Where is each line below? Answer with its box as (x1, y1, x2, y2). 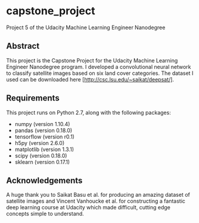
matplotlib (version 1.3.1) (14, 146, 74, 153)
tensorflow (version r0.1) (14, 133, 74, 140)
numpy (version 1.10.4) (14, 120, 70, 127)
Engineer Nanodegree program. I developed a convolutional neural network (6, 63, 191, 70)
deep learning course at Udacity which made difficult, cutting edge (6, 204, 171, 211)
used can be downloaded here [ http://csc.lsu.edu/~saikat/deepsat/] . (6, 76, 175, 83)
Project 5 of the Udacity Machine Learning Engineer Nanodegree (6, 24, 166, 31)
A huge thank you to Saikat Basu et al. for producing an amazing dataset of (6, 191, 191, 199)
